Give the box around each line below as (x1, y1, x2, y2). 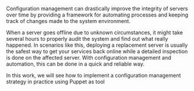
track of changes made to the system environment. (6, 18, 131, 24)
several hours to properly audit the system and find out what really (6, 35, 169, 42)
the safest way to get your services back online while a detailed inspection (6, 48, 188, 55)
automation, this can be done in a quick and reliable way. (6, 60, 145, 67)
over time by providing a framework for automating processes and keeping (6, 11, 189, 18)
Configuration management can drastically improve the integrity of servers (6, 5, 188, 12)
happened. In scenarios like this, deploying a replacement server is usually (6, 41, 188, 48)
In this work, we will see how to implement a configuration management (6, 72, 182, 79)
